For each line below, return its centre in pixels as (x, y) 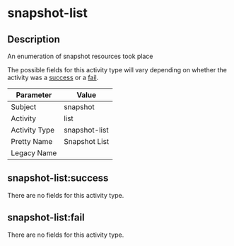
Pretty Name (32, 141)
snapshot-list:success (58, 178)
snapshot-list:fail (46, 218)
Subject (24, 107)
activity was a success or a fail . (53, 77)
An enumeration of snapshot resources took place (80, 56)
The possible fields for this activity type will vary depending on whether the (117, 70)
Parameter (34, 95)
